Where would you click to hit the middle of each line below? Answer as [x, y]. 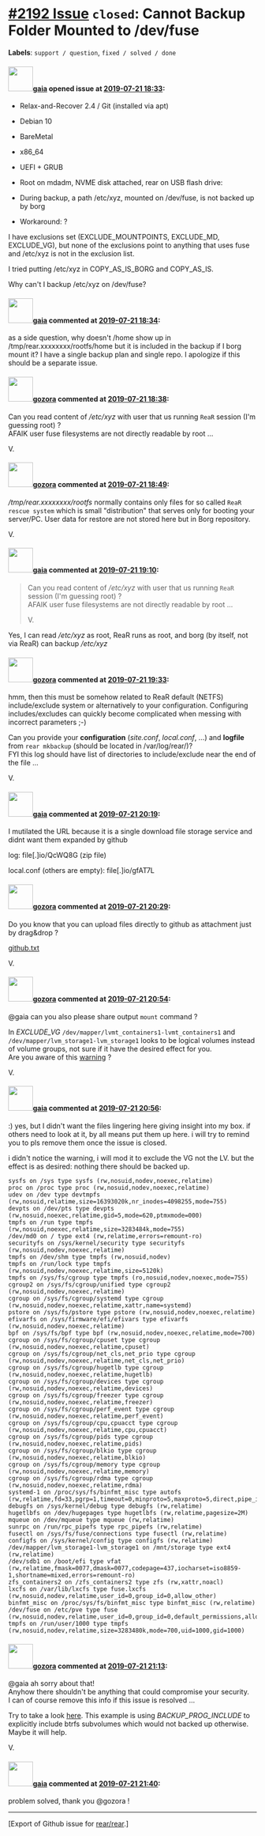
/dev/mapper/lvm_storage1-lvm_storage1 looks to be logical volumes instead [132, 1040]
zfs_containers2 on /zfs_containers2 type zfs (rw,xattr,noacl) [116, 1582]
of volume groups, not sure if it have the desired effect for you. [110, 1048]
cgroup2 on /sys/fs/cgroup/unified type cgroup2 [90, 1284]
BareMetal [36, 137]
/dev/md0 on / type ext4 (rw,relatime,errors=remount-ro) [105, 1236]
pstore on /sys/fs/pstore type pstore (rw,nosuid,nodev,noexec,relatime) [132, 1312]
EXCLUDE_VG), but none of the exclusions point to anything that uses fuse [129, 245]
